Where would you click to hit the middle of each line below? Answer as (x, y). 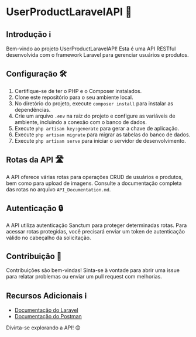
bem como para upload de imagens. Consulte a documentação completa (94, 183)
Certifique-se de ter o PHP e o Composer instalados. (78, 91)
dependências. (32, 109)
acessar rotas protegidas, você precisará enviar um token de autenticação (96, 232)
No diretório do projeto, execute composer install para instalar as (94, 103)
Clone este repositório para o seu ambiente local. (74, 97)
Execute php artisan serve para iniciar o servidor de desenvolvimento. (100, 140)
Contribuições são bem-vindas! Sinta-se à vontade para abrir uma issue (93, 270)
